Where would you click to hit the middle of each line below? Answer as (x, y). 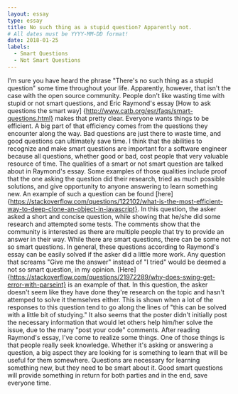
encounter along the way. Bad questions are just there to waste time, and (114, 133)
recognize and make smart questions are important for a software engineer (117, 148)
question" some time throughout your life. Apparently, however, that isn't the (119, 88)
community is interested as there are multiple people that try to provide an (116, 231)
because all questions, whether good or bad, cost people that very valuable (118, 156)
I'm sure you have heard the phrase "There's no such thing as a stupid (110, 80)
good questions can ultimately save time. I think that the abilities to (105, 141)
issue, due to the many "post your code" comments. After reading (104, 330)
